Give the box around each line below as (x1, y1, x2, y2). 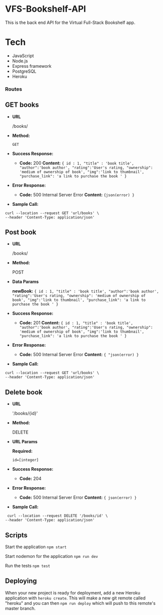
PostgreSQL (12, 68, 37, 74)
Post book (5, 228, 37, 236)
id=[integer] (12, 457, 39, 463)
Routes (5, 85, 22, 92)
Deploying (5, 577, 37, 585)
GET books (5, 101, 39, 109)
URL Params (12, 439, 38, 445)
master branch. (5, 605, 36, 611)
